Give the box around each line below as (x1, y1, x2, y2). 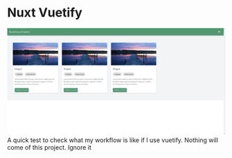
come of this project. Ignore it (7, 144, 92, 152)
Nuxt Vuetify (7, 5, 83, 21)
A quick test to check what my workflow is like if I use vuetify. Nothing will (7, 136, 218, 144)
